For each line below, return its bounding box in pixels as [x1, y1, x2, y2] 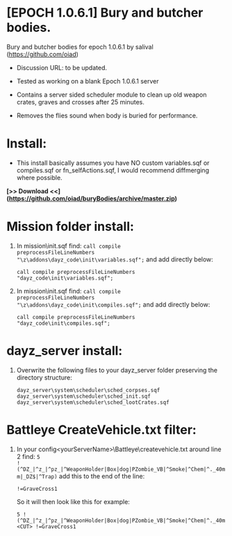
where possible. [16, 173, 63, 181]
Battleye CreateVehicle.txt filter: [6, 422, 197, 437]
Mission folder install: [6, 219, 135, 234]
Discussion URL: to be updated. [16, 63, 107, 72]
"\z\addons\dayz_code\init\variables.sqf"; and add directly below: [16, 255, 213, 263]
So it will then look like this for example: [16, 497, 130, 505]
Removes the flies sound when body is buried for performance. [16, 111, 198, 120]
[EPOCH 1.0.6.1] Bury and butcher [6, 5, 204, 21]
